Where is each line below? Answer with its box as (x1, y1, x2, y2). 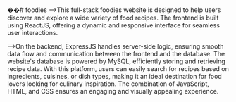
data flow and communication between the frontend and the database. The (7, 50, 225, 58)
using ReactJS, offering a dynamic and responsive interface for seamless (7, 21, 221, 30)
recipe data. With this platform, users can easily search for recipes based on (7, 65, 229, 72)
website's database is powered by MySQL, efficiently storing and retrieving (7, 57, 225, 65)
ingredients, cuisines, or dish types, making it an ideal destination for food (7, 72, 222, 80)
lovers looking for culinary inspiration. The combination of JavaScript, (7, 79, 210, 88)
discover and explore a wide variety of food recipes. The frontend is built (7, 13, 219, 22)
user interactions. (7, 29, 58, 37)
